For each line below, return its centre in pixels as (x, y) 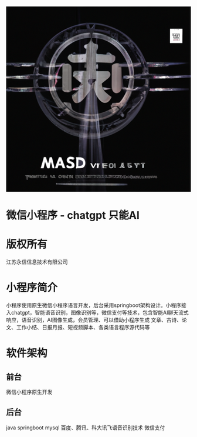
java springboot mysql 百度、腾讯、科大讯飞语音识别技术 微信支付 (86, 428)
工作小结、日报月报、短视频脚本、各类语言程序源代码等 (83, 328)
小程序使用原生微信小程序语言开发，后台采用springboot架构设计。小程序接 (96, 305)
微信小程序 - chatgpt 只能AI (73, 216)
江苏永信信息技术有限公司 (37, 262)
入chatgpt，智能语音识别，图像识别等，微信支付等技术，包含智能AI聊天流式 (97, 313)
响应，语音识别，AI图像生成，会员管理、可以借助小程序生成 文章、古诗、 (94, 320)
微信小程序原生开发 (29, 392)
